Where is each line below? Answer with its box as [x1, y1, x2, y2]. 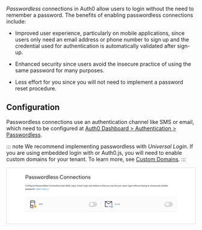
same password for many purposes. [14, 67, 105, 74]
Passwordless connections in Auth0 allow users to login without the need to [6, 5, 194, 12]
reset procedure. [14, 85, 57, 92]
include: [6, 18, 26, 25]
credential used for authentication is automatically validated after [14, 42, 176, 49]
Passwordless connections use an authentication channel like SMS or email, [6, 118, 194, 125]
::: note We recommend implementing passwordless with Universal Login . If [6, 143, 194, 150]
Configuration [6, 102, 60, 113]
